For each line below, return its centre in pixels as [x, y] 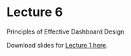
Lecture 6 [35, 12]
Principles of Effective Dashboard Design [65, 31]
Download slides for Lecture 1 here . [57, 45]
